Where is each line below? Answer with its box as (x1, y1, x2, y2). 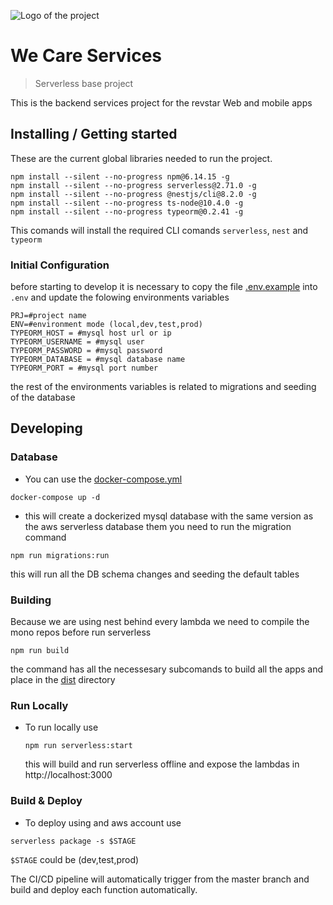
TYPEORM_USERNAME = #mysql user (10, 337, 145, 347)
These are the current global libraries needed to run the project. (10, 152, 273, 164)
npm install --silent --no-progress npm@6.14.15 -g (10, 171, 230, 182)
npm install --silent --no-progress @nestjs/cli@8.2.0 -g (10, 189, 257, 199)
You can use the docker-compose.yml (24, 473, 183, 485)
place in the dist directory (10, 674, 116, 686)
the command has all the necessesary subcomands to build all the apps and (10, 663, 324, 675)
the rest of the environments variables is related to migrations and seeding (10, 381, 317, 393)
